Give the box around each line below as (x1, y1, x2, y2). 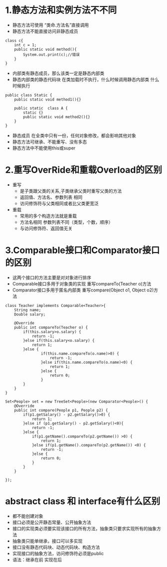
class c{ (5, 38, 23, 43)
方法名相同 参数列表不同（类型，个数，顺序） (19, 219, 113, 225)
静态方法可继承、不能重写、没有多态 (12, 139, 87, 144)
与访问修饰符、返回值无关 (19, 225, 73, 231)
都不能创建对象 (12, 513, 43, 519)
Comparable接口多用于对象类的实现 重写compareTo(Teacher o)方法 (12, 281, 152, 286)
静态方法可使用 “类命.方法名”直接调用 (12, 22, 89, 28)
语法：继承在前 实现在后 (12, 557, 62, 563)
